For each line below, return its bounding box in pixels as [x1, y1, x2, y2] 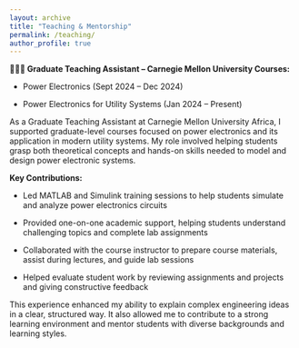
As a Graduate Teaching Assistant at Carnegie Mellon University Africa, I [9, 116, 282, 127]
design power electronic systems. [9, 155, 136, 166]
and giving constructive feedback [22, 282, 149, 293]
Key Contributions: [9, 173, 83, 184]
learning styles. [9, 328, 67, 339]
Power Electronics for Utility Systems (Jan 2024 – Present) [22, 99, 243, 110]
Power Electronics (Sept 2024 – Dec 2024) [22, 81, 184, 92]
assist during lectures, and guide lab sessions [22, 254, 194, 265]
